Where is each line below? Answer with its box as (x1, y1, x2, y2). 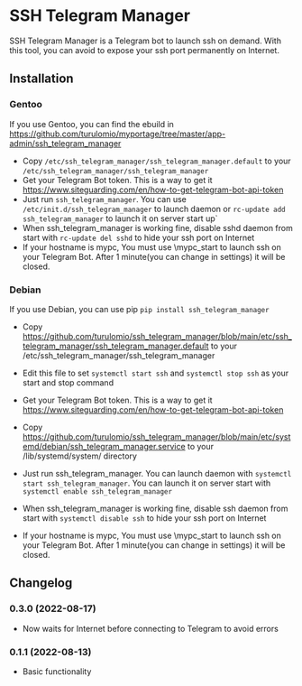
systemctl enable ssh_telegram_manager (22, 487, 173, 496)
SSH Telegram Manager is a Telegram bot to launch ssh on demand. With (9, 35, 282, 46)
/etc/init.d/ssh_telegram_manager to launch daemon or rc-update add (22, 203, 286, 214)
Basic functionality (22, 665, 92, 677)
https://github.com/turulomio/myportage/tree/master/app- (9, 128, 226, 139)
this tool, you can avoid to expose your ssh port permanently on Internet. (9, 44, 279, 55)
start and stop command (22, 376, 114, 388)
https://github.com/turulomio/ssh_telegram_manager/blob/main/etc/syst (22, 431, 291, 442)
